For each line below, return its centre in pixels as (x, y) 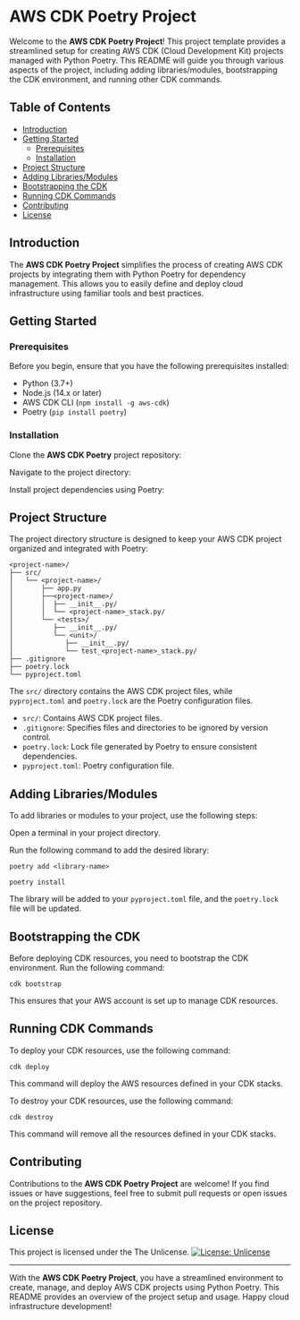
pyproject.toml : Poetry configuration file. (98, 766)
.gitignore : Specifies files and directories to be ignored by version (145, 728)
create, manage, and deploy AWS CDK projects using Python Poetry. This (144, 1288)
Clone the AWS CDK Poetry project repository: (96, 455)
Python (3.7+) (47, 383)
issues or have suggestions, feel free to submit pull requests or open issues (148, 1193)
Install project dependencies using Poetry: (87, 489)
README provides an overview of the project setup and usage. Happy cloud (150, 1297)
